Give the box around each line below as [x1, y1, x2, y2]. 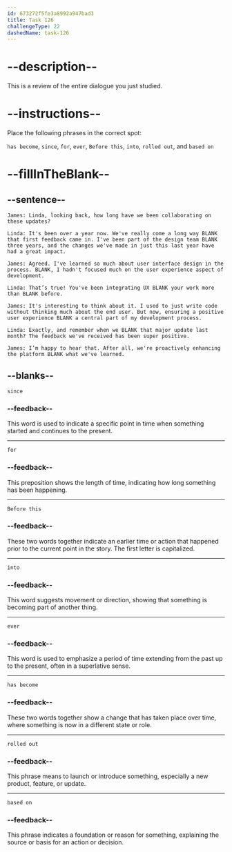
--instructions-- [7, 106, 101, 121]
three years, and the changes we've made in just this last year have [7, 242, 215, 249]
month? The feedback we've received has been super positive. [7, 333, 190, 340]
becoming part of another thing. [7, 603, 98, 611]
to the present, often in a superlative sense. [7, 662, 131, 670]
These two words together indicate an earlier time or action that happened [7, 537, 219, 545]
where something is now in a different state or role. [7, 720, 152, 729]
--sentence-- [7, 194, 66, 206]
